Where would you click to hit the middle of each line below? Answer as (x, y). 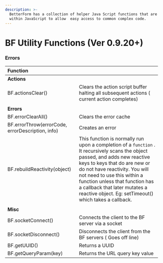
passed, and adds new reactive (114, 157)
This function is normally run (111, 139)
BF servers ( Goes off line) (109, 237)
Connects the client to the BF (112, 217)
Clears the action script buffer (113, 87)
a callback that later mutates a (113, 187)
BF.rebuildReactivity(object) (39, 169)
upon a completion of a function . (117, 144)
